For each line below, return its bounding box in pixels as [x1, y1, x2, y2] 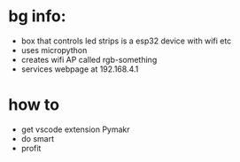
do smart [20, 133, 55, 143]
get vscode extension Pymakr [20, 124, 130, 135]
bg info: [8, 6, 67, 27]
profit [20, 143, 42, 153]
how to [8, 95, 59, 115]
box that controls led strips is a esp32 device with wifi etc [20, 35, 232, 46]
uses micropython [20, 44, 88, 55]
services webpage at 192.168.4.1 [20, 64, 139, 74]
